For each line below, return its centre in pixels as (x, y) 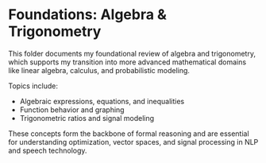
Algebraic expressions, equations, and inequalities (102, 101)
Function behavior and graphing (72, 110)
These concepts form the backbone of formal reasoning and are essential (129, 134)
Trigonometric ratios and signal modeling (87, 118)
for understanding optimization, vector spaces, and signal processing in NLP (133, 142)
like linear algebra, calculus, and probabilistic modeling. (99, 70)
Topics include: (33, 86)
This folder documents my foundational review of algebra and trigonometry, (132, 53)
